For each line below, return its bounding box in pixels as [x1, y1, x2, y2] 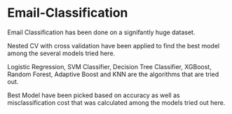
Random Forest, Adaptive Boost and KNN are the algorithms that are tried [7, 70, 219, 78]
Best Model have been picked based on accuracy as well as [7, 91, 180, 99]
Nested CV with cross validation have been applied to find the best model [7, 41, 219, 50]
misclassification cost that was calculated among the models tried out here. [7, 98, 226, 106]
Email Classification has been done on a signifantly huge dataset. [7, 28, 196, 36]
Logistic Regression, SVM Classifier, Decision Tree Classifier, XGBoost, [7, 62, 212, 71]
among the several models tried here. [7, 49, 116, 57]
